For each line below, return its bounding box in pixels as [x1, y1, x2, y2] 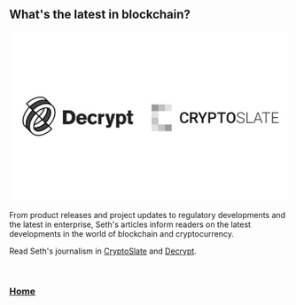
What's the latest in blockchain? [9, 7, 191, 22]
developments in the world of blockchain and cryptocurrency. [9, 229, 235, 239]
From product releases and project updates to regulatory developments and [9, 210, 286, 221]
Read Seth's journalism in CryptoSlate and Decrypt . [9, 246, 197, 256]
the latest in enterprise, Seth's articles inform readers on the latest [9, 219, 251, 230]
